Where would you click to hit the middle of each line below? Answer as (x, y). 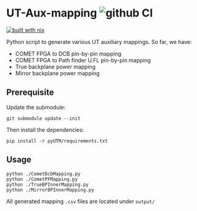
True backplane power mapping (55, 67)
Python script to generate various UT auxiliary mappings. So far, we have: (99, 42)
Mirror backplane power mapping (57, 73)
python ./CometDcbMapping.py (43, 174)
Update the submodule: (36, 107)
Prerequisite (30, 93)
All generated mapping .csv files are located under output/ (80, 201)
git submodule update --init (43, 118)
